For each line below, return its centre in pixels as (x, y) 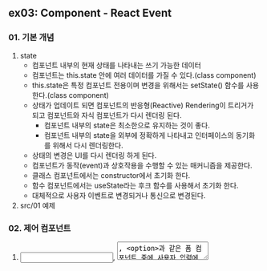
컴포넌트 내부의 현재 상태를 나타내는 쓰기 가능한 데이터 (117, 65)
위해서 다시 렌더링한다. (88, 145)
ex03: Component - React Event (90, 13)
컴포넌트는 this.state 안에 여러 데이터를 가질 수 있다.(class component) (144, 75)
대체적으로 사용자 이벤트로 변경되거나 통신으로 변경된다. (119, 195)
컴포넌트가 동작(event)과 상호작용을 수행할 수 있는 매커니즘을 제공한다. (142, 165)
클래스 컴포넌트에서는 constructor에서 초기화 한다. (111, 175)
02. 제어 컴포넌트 (40, 228)
